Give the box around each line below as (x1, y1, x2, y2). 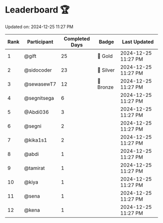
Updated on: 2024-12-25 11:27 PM (5, 23, 74, 30)
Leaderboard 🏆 (5, 4, 70, 16)
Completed (64, 35, 90, 42)
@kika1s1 (24, 136, 48, 143)
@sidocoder (24, 67, 52, 74)
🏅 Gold (97, 53, 113, 59)
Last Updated (122, 38, 154, 45)
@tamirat (24, 165, 45, 171)
